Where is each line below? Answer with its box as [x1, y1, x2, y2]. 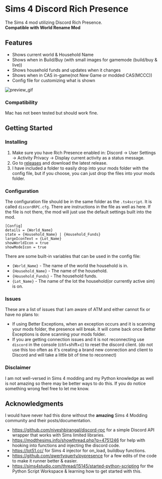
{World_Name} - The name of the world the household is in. [12, 263, 129, 269]
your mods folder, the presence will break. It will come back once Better [12, 326, 156, 332]
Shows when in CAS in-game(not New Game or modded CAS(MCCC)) [12, 72, 153, 78]
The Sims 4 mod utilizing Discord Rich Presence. [5, 19, 103, 25]
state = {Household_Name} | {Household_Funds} [5, 232, 101, 237]
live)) [12, 62, 23, 68]
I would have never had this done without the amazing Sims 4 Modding [5, 412, 148, 418]
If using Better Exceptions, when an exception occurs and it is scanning [12, 321, 155, 327]
